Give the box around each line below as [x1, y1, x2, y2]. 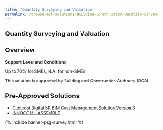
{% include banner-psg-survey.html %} [5, 119, 84, 125]
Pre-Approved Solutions [5, 92, 80, 100]
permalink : [5, 12, 27, 16]
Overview [5, 46, 35, 54]
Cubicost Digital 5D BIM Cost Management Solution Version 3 [12, 105, 135, 111]
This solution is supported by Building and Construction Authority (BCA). [5, 78, 150, 83]
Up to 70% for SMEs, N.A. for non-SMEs [5, 68, 86, 74]
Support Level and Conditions [5, 59, 66, 65]
